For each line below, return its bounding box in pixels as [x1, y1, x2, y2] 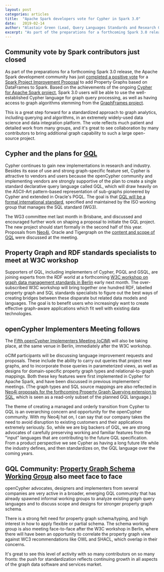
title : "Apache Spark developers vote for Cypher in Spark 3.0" [5, 16, 141, 21]
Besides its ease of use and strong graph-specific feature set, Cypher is [5, 167, 150, 174]
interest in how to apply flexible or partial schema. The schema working [5, 521, 149, 526]
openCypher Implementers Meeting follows [5, 325, 141, 333]
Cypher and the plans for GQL [5, 150, 98, 158]
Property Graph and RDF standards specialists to [5, 249, 157, 257]
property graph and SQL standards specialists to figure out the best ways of [5, 290, 158, 296]
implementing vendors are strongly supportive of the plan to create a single [5, 178, 157, 184]
